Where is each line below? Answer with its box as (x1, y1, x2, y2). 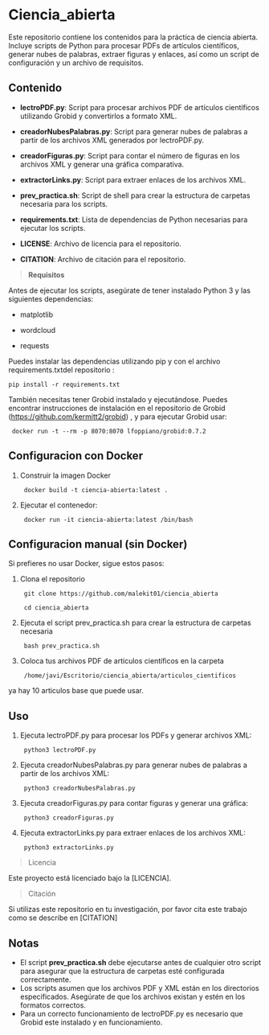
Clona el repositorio (19, 574, 86, 584)
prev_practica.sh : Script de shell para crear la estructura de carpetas (19, 191, 251, 200)
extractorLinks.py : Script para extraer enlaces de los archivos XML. (19, 175, 247, 184)
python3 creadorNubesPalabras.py (23, 784, 136, 793)
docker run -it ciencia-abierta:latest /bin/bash (23, 515, 194, 524)
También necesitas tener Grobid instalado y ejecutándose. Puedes (8, 394, 228, 404)
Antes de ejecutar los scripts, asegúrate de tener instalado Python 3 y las (8, 285, 251, 295)
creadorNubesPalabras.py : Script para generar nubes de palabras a (19, 126, 248, 136)
